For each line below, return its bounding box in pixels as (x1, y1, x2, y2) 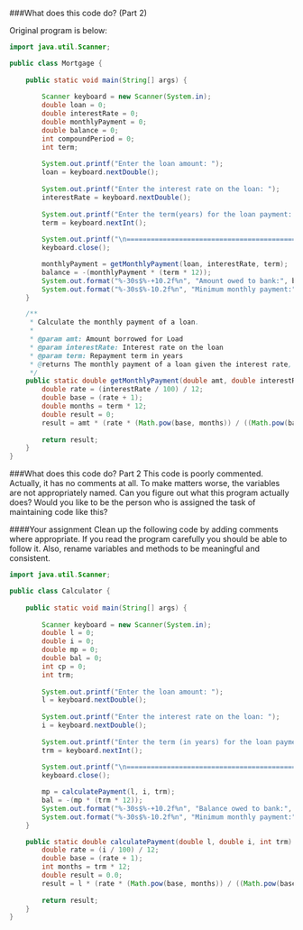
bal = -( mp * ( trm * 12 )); (41, 796, 143, 805)
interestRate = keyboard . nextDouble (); (41, 193, 192, 202)
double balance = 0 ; (41, 125, 119, 134)
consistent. (9, 553, 51, 564)
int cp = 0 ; (41, 662, 87, 671)
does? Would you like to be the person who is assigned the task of (9, 497, 256, 508)
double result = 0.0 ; (41, 870, 124, 879)
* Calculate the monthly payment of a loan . (29, 318, 200, 327)
